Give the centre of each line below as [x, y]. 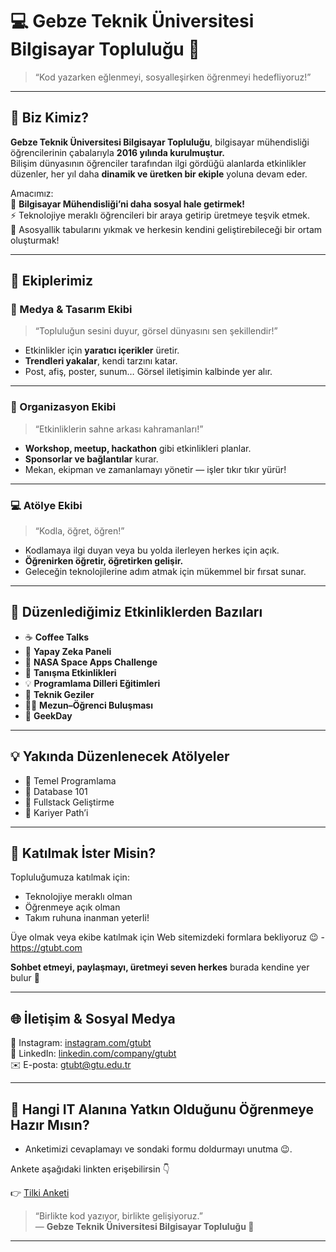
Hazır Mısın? [50, 1124]
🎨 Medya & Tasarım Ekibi [71, 310]
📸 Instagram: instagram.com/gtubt [81, 1043]
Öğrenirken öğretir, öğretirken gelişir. [104, 561]
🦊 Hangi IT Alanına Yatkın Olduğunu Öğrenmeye [162, 1109]
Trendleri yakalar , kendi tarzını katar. [101, 361]
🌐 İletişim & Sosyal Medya [93, 1018]
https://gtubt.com [46, 948]
